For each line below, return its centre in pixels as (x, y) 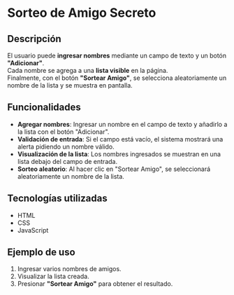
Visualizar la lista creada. (53, 276)
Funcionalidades (44, 108)
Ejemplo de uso (41, 253)
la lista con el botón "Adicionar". (63, 132)
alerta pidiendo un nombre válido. (66, 146)
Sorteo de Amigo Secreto (82, 13)
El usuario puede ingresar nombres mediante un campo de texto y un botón (117, 55)
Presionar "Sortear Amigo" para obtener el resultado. (95, 284)
